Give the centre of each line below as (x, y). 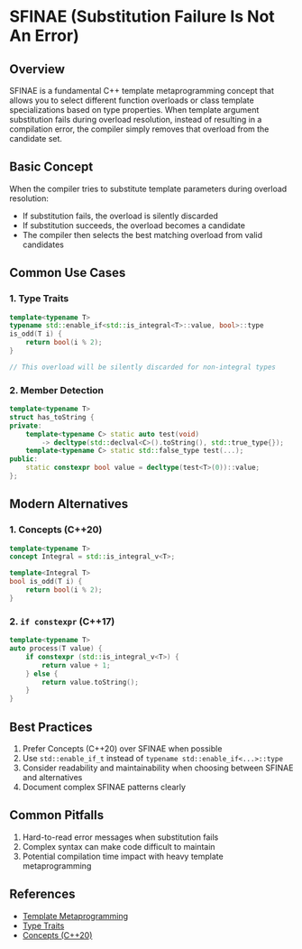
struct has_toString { (52, 417)
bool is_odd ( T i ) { (46, 582)
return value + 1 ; (76, 665)
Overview (37, 69)
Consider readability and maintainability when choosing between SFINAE (158, 768)
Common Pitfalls (57, 815)
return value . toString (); (91, 682)
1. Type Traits (39, 299)
